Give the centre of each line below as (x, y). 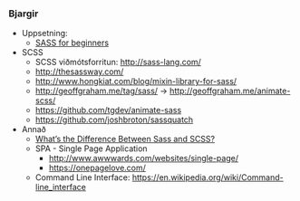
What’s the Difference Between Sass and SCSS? (125, 139)
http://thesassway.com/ (79, 72)
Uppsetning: (45, 33)
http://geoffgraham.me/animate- (230, 91)
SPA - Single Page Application (91, 148)
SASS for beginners (72, 43)
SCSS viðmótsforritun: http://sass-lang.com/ (118, 62)
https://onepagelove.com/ (97, 168)
